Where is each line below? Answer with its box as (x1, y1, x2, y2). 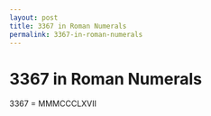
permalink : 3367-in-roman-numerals (9, 30, 143, 39)
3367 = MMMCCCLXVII (9, 98, 97, 109)
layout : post (9, 13, 59, 22)
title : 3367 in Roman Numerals (9, 22, 127, 31)
